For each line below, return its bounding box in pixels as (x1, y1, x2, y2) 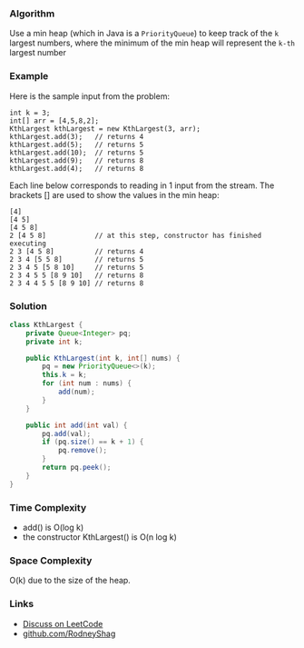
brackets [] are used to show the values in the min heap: (9, 189, 220, 200)
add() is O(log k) (22, 522, 84, 533)
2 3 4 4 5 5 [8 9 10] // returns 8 (9, 278, 144, 288)
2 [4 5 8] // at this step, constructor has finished (9, 231, 261, 240)
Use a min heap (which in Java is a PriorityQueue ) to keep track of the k (9, 28, 279, 39)
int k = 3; (9, 108, 51, 117)
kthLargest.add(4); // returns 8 (9, 164, 144, 173)
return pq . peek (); (42, 463, 112, 473)
